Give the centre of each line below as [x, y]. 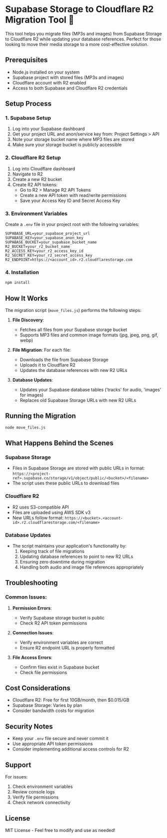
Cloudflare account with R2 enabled [49, 82]
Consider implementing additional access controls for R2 [71, 749]
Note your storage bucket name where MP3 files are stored [73, 139]
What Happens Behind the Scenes [59, 443]
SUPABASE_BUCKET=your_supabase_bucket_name [51, 242]
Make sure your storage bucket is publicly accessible [67, 145]
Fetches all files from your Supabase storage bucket [73, 330]
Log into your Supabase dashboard [49, 129]
